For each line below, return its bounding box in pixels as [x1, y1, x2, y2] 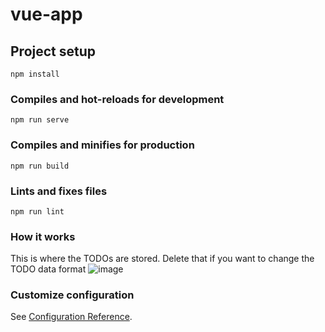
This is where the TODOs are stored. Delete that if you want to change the [10, 253, 315, 265]
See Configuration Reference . [10, 311, 133, 323]
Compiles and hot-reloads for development [10, 92, 225, 106]
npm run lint [10, 206, 65, 217]
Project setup [10, 43, 97, 60]
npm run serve [10, 115, 70, 125]
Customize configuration [10, 288, 135, 302]
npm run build [10, 161, 70, 171]
